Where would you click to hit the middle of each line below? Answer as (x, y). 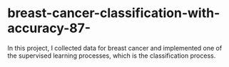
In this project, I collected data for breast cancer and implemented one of (115, 48)
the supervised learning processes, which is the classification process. (112, 56)
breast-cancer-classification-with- (114, 13)
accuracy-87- (49, 28)
